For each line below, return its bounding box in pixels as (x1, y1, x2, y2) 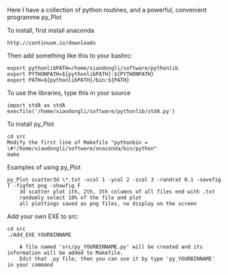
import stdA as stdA (7, 102, 66, 109)
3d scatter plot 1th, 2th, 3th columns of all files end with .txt (19, 188, 215, 195)
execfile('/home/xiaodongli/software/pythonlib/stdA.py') (7, 108, 175, 115)
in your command (7, 261, 53, 268)
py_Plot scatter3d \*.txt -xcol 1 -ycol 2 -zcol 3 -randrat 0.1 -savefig (7, 176, 222, 183)
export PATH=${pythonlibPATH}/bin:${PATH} (7, 77, 130, 83)
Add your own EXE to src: (7, 212, 79, 220)
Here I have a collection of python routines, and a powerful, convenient (7, 6, 207, 14)
